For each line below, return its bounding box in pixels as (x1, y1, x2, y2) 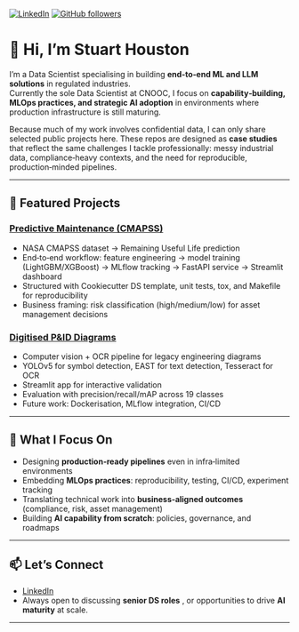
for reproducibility (21, 290, 89, 300)
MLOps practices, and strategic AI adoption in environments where (9, 97, 260, 108)
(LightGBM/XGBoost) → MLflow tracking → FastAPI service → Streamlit (21, 261, 284, 272)
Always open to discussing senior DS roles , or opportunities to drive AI (21, 595, 286, 605)
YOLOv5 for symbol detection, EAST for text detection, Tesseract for (21, 360, 274, 371)
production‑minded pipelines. (9, 161, 117, 172)
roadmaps (21, 522, 60, 532)
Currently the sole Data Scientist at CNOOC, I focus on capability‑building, (9, 87, 287, 98)
